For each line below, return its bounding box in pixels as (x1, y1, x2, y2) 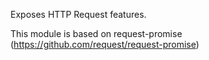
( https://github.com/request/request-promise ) (10, 39, 200, 50)
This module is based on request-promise (10, 28, 183, 39)
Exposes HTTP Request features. (10, 9, 147, 20)
